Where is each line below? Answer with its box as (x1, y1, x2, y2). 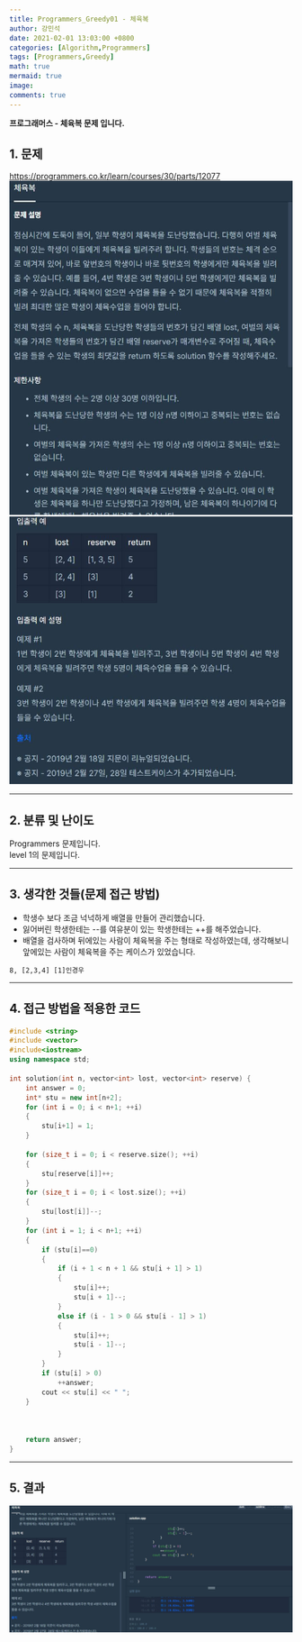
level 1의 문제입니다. (9, 849, 81, 860)
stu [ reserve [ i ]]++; (41, 1169, 115, 1178)
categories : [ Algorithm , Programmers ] (9, 43, 151, 52)
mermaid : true (9, 72, 63, 81)
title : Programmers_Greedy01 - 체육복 (9, 14, 149, 23)
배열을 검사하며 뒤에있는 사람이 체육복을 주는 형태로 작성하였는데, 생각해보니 (22, 935, 289, 945)
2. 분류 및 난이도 (9, 812, 94, 828)
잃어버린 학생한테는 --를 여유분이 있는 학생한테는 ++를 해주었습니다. (22, 924, 262, 935)
